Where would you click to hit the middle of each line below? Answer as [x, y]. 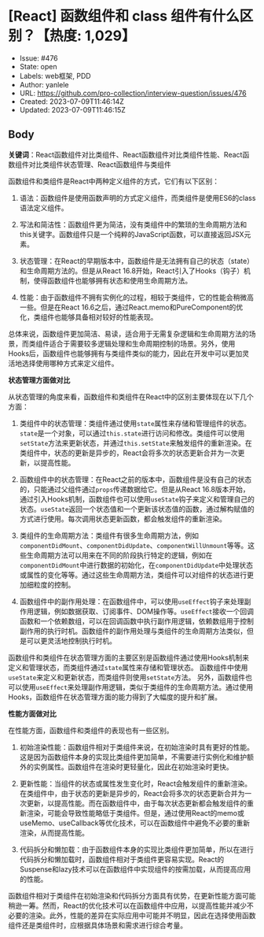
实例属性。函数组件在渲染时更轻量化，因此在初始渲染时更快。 [133, 767]
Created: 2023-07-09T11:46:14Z [71, 101]
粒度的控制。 [54, 584]
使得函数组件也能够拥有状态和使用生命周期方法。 [113, 280]
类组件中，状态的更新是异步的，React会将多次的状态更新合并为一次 [128, 453]
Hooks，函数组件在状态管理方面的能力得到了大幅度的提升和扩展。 [115, 697]
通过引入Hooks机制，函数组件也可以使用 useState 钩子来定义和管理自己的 [137, 499]
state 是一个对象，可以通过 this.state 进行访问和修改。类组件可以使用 [132, 433]
